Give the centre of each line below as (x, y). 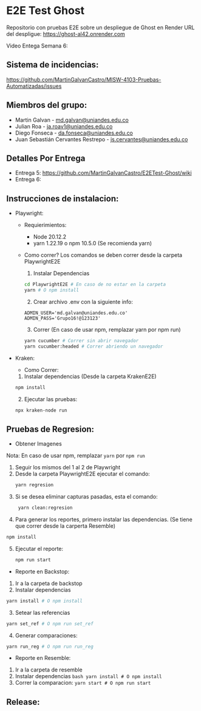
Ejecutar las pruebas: (51, 399)
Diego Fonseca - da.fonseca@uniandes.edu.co (74, 133)
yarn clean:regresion (45, 508)
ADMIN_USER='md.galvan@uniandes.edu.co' (76, 313)
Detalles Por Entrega (46, 158)
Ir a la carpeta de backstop (49, 583)
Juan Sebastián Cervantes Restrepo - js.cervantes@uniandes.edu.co (101, 139)
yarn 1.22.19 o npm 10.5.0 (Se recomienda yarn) (93, 243)
